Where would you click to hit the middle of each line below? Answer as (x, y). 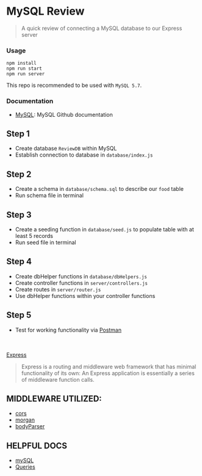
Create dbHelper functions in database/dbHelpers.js (81, 276)
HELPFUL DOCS (37, 446)
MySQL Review (45, 11)
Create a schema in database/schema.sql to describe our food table (99, 189)
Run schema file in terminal (49, 195)
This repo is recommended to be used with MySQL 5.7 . (74, 85)
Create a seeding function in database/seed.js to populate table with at (104, 229)
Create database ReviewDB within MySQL (66, 149)
